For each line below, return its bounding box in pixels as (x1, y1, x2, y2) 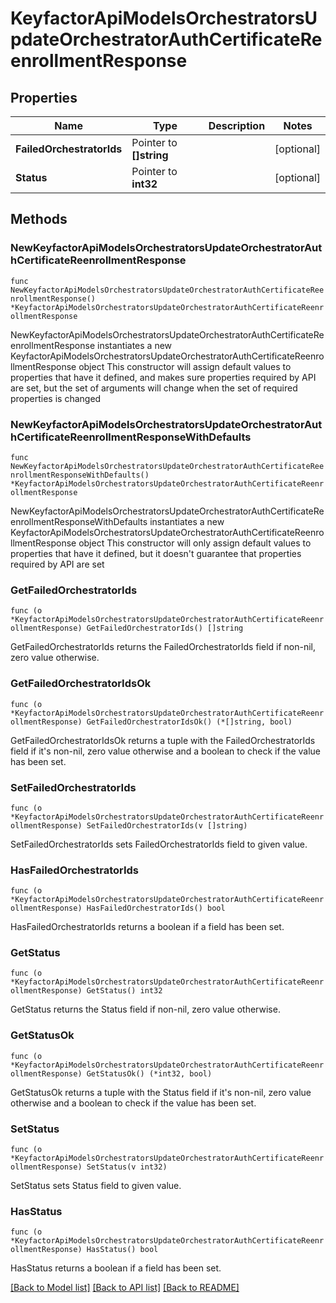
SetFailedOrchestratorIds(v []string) (86, 820, 248, 831)
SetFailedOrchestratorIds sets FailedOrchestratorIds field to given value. (10, 838, 308, 850)
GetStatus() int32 (86, 986, 163, 996)
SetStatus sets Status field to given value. (10, 1180, 182, 1192)
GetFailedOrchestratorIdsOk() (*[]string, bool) (86, 717, 293, 727)
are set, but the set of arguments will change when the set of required (10, 382, 298, 394)
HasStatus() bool (86, 1245, 159, 1255)
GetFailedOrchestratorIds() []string (86, 623, 244, 634)
